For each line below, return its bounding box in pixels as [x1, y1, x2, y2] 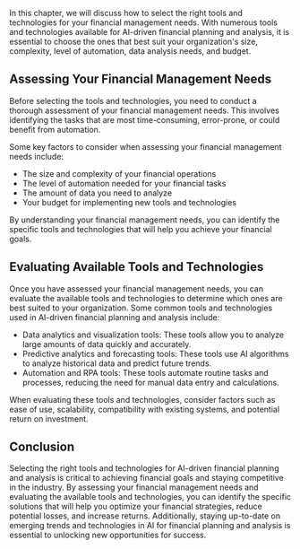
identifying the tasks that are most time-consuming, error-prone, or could [9, 114, 280, 125]
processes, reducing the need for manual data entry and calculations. [21, 377, 279, 388]
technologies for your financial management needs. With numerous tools [9, 17, 278, 28]
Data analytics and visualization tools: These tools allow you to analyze [21, 329, 285, 340]
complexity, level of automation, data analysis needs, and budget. [9, 46, 252, 57]
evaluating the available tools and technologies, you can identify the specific [9, 492, 292, 502]
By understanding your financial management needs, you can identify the [9, 214, 280, 225]
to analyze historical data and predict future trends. [21, 358, 212, 369]
